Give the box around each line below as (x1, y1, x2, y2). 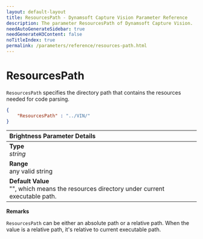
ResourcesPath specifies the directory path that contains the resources (6, 89, 181, 96)
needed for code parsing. (6, 95, 69, 103)
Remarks (6, 207, 30, 215)
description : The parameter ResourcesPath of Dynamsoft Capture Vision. (6, 20, 193, 26)
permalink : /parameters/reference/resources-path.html (6, 43, 147, 49)
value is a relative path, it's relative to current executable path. (6, 226, 161, 234)
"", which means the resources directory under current (9, 184, 165, 193)
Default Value (9, 177, 50, 186)
